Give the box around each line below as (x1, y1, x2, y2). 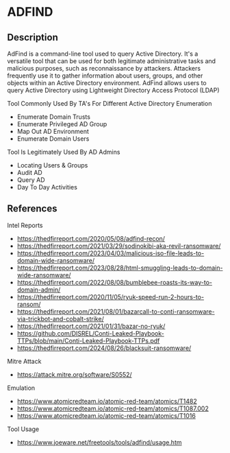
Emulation (7, 384, 36, 392)
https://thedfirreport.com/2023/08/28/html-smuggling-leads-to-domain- (16, 264, 223, 272)
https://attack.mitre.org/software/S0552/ (16, 370, 132, 378)
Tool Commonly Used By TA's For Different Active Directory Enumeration (7, 100, 212, 107)
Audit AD (16, 169, 42, 176)
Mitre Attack (7, 357, 42, 365)
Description (7, 32, 58, 43)
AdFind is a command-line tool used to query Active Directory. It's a (7, 49, 199, 58)
